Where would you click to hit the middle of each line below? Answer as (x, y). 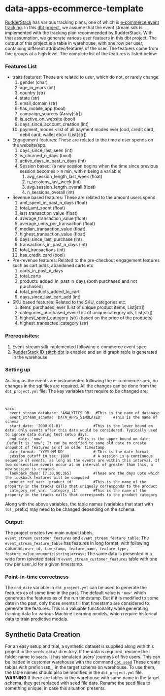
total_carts (30, 276)
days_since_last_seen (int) (46, 150)
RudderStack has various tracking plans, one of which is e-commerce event (82, 22)
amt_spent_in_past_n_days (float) (53, 203)
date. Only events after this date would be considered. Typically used (81, 430)
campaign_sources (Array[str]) (51, 114)
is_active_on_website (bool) (48, 119)
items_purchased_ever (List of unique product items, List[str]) (82, 307)
